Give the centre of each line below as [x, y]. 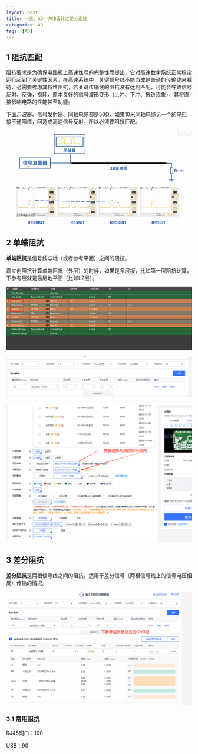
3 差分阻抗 [25, 560]
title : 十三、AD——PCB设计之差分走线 [47, 19]
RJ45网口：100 [24, 733]
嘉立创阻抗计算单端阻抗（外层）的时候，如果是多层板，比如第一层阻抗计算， [99, 270]
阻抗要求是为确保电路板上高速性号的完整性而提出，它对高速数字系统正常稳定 [99, 72]
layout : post [22, 12]
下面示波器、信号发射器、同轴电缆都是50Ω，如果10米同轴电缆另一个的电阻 [97, 114]
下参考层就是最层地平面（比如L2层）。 [52, 278]
